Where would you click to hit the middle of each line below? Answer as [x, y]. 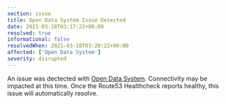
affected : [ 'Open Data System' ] [54, 53]
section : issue [29, 14]
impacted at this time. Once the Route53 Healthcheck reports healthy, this [113, 86]
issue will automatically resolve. [53, 93]
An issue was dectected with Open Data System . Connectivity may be [107, 78]
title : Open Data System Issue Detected [67, 20]
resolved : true [29, 33]
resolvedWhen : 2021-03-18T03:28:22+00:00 [68, 46]
